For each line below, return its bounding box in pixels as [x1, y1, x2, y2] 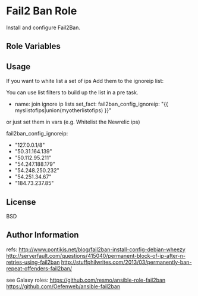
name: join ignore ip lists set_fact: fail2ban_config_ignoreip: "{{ [14, 100, 168, 108]
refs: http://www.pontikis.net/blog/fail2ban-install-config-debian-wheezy [6, 246, 186, 253]
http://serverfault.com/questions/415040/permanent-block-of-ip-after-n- [6, 252, 186, 259]
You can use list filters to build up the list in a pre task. [6, 89, 139, 96]
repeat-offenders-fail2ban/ [6, 264, 73, 272]
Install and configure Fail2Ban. [6, 24, 80, 31]
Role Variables [6, 41, 61, 51]
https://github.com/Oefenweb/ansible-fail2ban [6, 282, 121, 290]
